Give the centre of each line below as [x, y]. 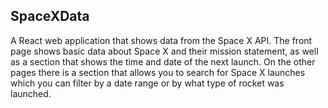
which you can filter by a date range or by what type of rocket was [147, 83]
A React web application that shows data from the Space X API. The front [161, 40]
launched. [31, 93]
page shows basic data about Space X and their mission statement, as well [164, 51]
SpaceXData [50, 16]
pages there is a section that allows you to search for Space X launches [158, 72]
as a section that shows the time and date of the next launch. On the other [163, 61]
